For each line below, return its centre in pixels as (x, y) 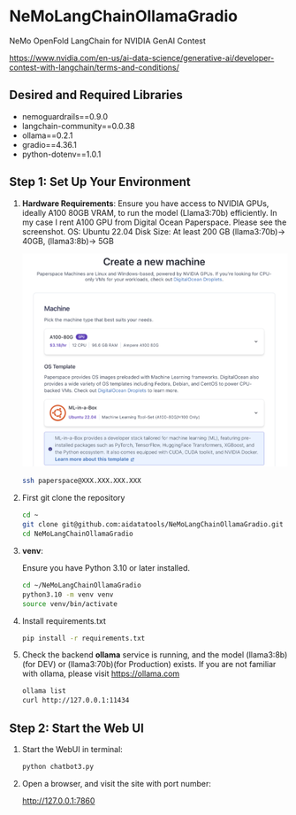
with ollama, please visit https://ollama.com (101, 673)
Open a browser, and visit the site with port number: (117, 783)
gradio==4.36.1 (49, 144)
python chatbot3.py (58, 766)
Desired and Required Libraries (96, 95)
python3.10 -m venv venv (68, 595)
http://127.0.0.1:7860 (58, 800)
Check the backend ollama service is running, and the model (133, 655)
